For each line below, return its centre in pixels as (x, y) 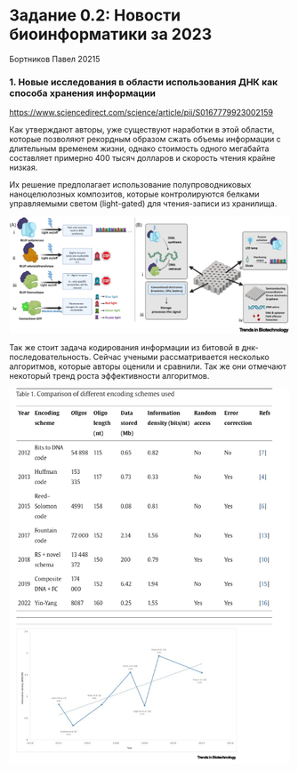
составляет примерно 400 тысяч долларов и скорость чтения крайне (142, 158)
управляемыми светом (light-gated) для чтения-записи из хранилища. (143, 204)
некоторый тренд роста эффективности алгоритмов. (109, 376)
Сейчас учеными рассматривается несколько (181, 357)
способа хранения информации (83, 92)
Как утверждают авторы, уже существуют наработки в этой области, (142, 130)
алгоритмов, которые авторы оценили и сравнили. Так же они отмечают (148, 366)
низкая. (24, 168)
